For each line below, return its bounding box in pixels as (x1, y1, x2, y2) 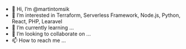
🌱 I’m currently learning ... (11, 24, 74, 31)
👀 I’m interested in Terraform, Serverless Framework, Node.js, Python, (11, 12, 181, 19)
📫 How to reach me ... (11, 37, 66, 44)
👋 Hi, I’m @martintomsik (11, 6, 70, 12)
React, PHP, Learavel (11, 18, 63, 24)
